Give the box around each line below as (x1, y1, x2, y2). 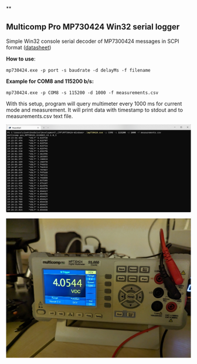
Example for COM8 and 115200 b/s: (6, 78, 94, 85)
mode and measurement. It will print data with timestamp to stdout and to (6, 106, 184, 113)
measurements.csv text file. (6, 112, 73, 119)
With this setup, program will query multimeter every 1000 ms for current (6, 100, 182, 107)
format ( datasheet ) (6, 44, 52, 51)
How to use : (6, 55, 36, 62)
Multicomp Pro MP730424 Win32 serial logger (6, 22, 180, 32)
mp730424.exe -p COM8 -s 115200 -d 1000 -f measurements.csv (6, 89, 159, 96)
